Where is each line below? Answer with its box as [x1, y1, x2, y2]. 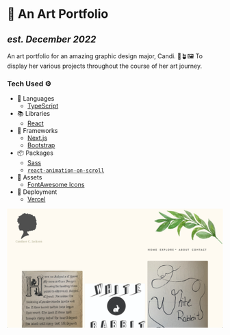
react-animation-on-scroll [27, 167, 105, 174]
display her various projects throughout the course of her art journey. [7, 62, 203, 70]
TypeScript [27, 102, 59, 110]
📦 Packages [16, 149, 53, 157]
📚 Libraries [16, 110, 50, 118]
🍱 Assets [16, 173, 42, 182]
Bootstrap [27, 141, 55, 149]
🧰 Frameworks [16, 127, 58, 135]
